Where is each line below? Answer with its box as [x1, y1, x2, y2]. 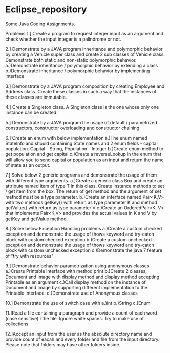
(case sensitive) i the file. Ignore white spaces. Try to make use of [5, 315, 144, 321]
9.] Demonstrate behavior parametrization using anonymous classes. [5, 263, 151, 269]
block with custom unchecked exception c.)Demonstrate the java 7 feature [5, 247, 163, 253]
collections [5, 321, 29, 327]
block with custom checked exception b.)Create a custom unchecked [5, 236, 152, 242]
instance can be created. [5, 109, 58, 115]
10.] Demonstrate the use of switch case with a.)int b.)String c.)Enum [5, 300, 151, 306]
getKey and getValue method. [5, 215, 68, 222]
